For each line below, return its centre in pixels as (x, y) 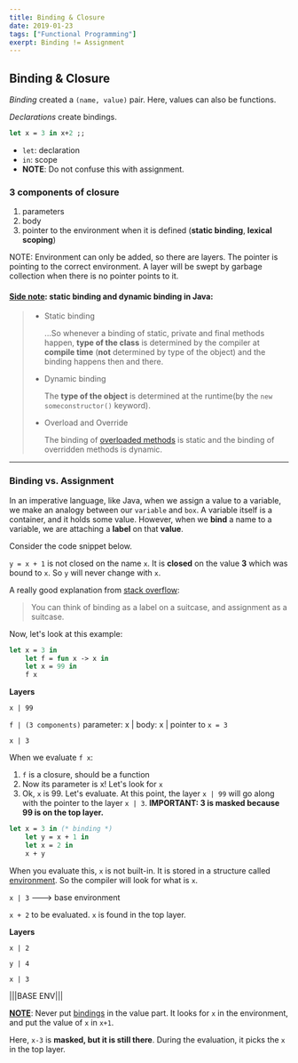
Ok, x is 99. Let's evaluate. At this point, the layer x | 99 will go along (148, 793)
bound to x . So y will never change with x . (85, 572)
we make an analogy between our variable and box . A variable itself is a (141, 510)
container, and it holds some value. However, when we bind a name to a (141, 519)
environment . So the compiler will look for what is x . (103, 880)
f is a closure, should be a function (86, 775)
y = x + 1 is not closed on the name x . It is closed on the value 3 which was (149, 563)
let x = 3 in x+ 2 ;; (47, 133)
